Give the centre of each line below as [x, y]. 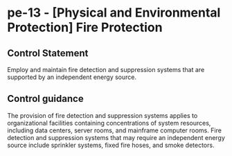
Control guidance [46, 99]
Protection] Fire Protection [85, 27]
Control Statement [48, 53]
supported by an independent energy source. [72, 77]
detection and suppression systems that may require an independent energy [116, 137]
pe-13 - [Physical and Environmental [114, 13]
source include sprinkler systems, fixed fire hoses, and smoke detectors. [111, 145]
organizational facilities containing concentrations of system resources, [109, 123]
